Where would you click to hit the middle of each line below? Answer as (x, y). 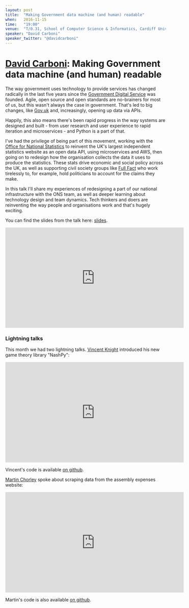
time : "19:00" (22, 24)
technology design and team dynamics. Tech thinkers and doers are (77, 199)
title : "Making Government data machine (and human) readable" (75, 15)
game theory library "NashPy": (37, 355)
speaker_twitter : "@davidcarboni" (42, 39)
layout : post (19, 10)
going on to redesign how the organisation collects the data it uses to (78, 157)
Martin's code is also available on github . (48, 600)
